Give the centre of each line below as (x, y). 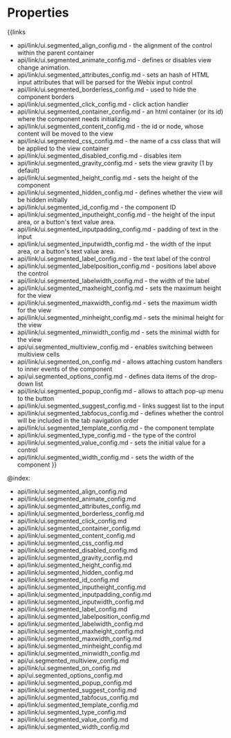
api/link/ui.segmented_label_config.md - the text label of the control (114, 258)
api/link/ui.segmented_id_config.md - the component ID (96, 207)
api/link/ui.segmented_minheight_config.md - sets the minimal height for (120, 317)
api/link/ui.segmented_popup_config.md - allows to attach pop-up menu (120, 391)
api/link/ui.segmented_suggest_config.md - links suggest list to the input (121, 406)
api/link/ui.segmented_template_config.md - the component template (115, 428)
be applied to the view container (63, 148)
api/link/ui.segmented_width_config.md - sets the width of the (105, 457)
